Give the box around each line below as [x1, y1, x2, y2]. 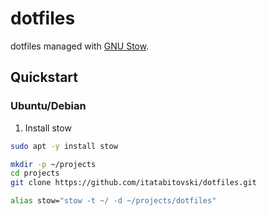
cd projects [10, 168, 60, 179]
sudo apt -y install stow [10, 141, 118, 151]
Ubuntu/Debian [10, 99, 87, 113]
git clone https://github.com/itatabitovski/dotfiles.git [10, 178, 257, 188]
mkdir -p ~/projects [10, 159, 97, 169]
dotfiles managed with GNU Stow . [10, 40, 150, 52]
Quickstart [10, 69, 79, 86]
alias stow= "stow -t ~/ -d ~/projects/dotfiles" [10, 196, 217, 206]
